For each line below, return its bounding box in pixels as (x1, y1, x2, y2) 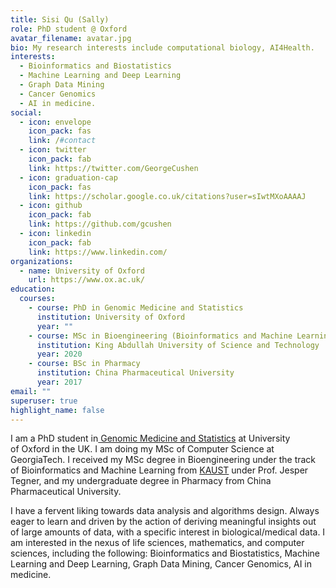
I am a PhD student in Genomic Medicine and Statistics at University (10, 432, 291, 445)
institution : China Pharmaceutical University (36, 368, 235, 378)
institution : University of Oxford (36, 312, 186, 322)
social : (10, 107, 43, 118)
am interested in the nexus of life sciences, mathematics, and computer (10, 537, 305, 549)
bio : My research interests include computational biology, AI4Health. (10, 42, 315, 53)
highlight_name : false (10, 405, 105, 415)
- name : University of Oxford (19, 266, 145, 276)
